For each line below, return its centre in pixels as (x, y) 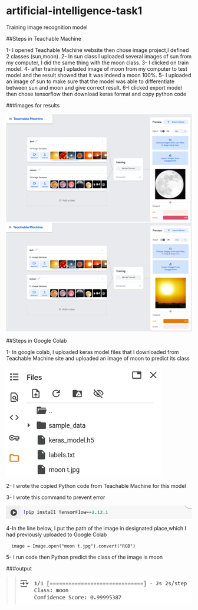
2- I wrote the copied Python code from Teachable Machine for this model (96, 486)
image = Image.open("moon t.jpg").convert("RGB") (73, 546)
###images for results (33, 105)
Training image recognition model (47, 27)
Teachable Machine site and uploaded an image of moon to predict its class (98, 358)
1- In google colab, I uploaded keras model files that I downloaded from (93, 352)
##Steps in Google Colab (37, 340)
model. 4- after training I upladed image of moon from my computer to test (97, 68)
